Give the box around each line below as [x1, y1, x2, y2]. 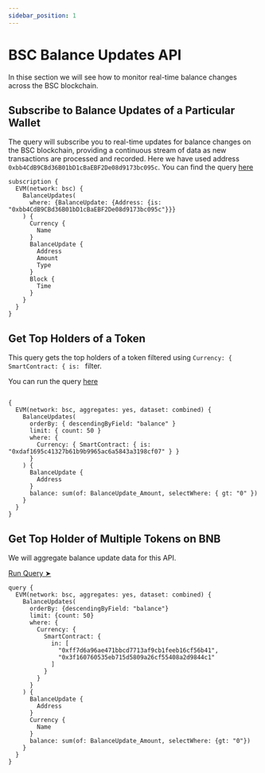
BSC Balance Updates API [8, 45, 181, 64]
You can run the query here [8, 377, 98, 386]
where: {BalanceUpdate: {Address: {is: [29, 199, 162, 207]
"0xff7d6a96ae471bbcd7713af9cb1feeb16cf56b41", [58, 647, 219, 655]
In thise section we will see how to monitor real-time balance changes [8, 72, 237, 82]
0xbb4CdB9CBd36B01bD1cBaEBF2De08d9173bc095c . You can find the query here [8, 162, 254, 172]
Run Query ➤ [8, 569, 52, 577]
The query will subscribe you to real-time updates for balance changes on [8, 137, 251, 147]
